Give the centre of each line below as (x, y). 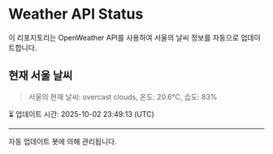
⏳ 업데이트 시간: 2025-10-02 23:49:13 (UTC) (81, 113)
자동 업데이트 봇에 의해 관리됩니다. (63, 141)
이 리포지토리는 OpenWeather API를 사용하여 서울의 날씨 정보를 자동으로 (124, 37)
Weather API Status (76, 14)
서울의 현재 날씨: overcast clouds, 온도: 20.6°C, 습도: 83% (123, 96)
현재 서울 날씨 (41, 76)
